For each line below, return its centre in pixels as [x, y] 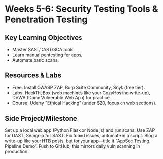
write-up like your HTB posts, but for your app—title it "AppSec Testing [77, 141]
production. [17, 151]
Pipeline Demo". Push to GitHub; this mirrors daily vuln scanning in [73, 146]
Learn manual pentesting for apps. [47, 55]
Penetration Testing [46, 19]
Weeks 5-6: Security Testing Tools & [81, 9]
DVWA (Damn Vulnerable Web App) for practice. [61, 97]
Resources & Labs [33, 76]
